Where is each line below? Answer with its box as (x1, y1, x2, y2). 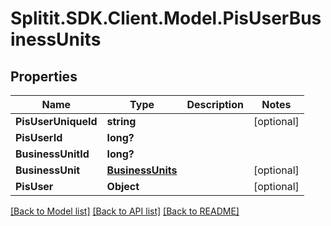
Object (106, 180, 140, 193)
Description (186, 98, 244, 111)
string (106, 115, 137, 128)
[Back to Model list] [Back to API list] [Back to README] (10, 205, 240, 217)
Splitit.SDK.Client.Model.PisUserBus (10, 7, 322, 30)
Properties (10, 68, 78, 85)
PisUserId (15, 131, 63, 144)
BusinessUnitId (15, 147, 90, 161)
